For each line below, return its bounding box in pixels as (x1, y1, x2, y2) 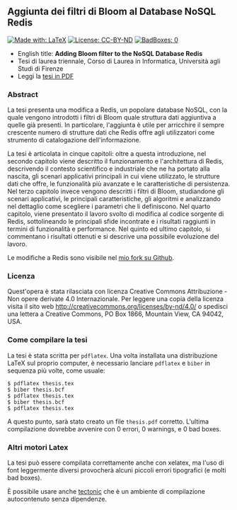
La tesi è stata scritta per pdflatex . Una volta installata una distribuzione (7, 351, 218, 360)
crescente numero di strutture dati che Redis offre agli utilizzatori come (7, 128, 215, 137)
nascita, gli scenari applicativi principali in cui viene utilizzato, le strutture (7, 172, 221, 181)
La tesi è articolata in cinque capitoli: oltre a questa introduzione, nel (7, 149, 207, 158)
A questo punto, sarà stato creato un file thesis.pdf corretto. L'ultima (7, 417, 209, 426)
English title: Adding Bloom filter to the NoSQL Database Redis (17, 49, 203, 57)
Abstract (7, 89, 39, 99)
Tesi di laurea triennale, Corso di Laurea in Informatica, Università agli (17, 57, 221, 65)
